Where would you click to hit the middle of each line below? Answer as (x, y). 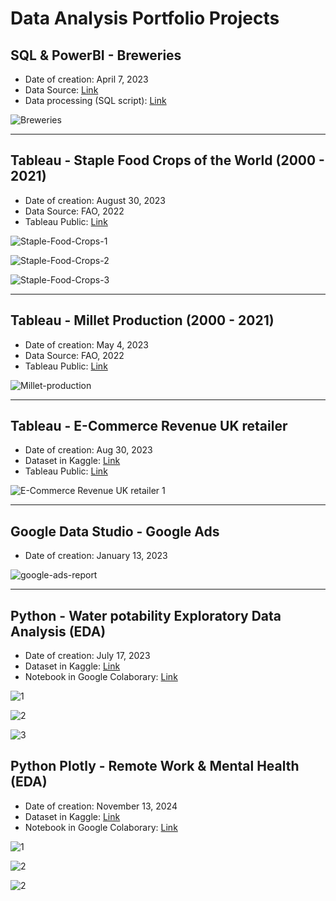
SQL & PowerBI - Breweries (96, 55)
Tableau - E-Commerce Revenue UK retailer (149, 426)
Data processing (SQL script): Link (95, 100)
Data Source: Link (61, 90)
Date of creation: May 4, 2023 (86, 344)
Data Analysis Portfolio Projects (145, 18)
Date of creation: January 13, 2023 (96, 556)
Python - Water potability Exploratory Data (146, 615)
